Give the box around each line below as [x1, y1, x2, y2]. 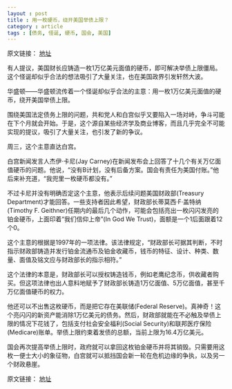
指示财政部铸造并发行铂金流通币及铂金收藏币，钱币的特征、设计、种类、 [7, 247, 213, 256]
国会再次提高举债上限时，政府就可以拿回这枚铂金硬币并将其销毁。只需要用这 [7, 343, 225, 351]
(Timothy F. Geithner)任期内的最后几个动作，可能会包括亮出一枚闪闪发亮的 [7, 207, 220, 215]
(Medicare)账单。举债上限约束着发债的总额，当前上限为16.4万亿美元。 [7, 328, 208, 336]
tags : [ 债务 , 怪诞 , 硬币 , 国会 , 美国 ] [7, 29, 112, 37]
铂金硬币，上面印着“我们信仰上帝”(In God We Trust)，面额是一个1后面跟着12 [7, 215, 223, 223]
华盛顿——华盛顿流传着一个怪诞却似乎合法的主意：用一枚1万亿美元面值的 [7, 87, 215, 95]
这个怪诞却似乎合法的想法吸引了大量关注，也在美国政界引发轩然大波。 [7, 73, 207, 81]
